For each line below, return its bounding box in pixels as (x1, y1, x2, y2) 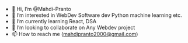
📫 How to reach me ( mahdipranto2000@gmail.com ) (11, 31, 138, 37)
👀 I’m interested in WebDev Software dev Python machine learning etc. (11, 12, 182, 19)
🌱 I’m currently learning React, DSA (11, 18, 97, 24)
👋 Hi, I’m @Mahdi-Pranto (11, 6, 71, 12)
